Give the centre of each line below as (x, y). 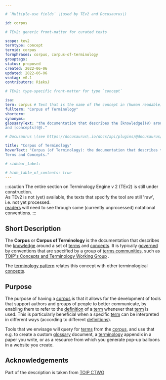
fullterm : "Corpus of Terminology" (42, 109)
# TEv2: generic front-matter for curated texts (56, 32)
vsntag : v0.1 (19, 78)
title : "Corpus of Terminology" (38, 146)
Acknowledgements (37, 360)
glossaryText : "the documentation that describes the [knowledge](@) (78, 123)
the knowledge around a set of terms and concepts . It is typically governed (82, 246)
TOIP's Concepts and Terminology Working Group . (57, 256)
